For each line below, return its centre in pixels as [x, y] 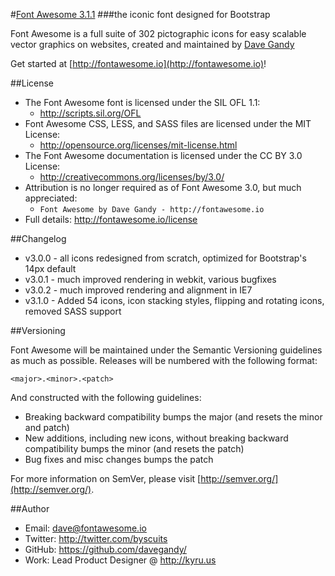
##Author [30, 508]
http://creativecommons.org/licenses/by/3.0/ [132, 177]
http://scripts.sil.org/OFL [90, 113]
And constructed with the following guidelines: [106, 397]
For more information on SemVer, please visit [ [106, 478]
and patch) [47, 427]
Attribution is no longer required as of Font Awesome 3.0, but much [163, 187]
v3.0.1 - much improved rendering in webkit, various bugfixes [150, 279]
